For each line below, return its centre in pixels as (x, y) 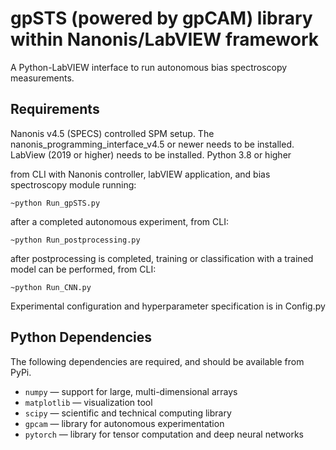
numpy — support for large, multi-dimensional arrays (131, 391)
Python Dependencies (81, 337)
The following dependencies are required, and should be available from (157, 361)
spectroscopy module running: (73, 184)
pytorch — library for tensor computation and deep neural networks (164, 434)
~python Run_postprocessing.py (75, 240)
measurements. (42, 78)
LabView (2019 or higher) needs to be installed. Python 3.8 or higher (151, 154)
